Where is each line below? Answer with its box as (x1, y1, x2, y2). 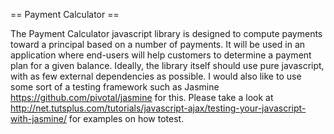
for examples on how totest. (68, 113, 185, 124)
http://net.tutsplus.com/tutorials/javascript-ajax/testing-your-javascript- (10, 102, 307, 114)
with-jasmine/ (10, 113, 67, 124)
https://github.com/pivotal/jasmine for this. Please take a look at (10, 92, 274, 103)
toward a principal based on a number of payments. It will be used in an (10, 39, 306, 50)
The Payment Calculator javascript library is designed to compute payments (10, 28, 323, 39)
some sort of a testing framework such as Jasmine (10, 81, 220, 93)
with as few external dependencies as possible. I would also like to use (10, 70, 302, 82)
